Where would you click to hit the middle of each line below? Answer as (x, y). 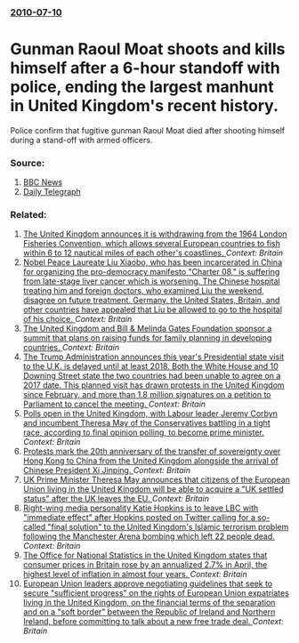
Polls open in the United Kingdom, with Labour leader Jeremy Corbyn (150, 414)
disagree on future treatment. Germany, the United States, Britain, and (151, 301)
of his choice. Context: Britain (77, 319)
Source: (28, 163)
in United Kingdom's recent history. (145, 106)
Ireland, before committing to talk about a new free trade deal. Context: (153, 622)
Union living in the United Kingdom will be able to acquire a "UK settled (153, 489)
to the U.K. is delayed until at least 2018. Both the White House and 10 (150, 366)
